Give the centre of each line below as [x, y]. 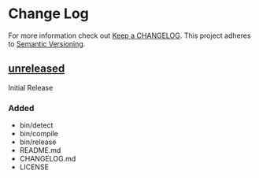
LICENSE [34, 167]
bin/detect [36, 125]
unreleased [37, 69]
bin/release [38, 142]
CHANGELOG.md [48, 159]
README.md [40, 150]
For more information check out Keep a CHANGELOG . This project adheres [129, 35]
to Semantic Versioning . [47, 43]
